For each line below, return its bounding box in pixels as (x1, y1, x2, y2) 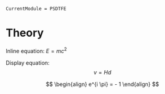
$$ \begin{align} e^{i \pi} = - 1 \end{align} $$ (45, 80, 159, 88)
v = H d (93, 68, 112, 76)
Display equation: (6, 59, 50, 67)
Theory (6, 26, 44, 40)
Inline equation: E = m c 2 (6, 46, 67, 54)
